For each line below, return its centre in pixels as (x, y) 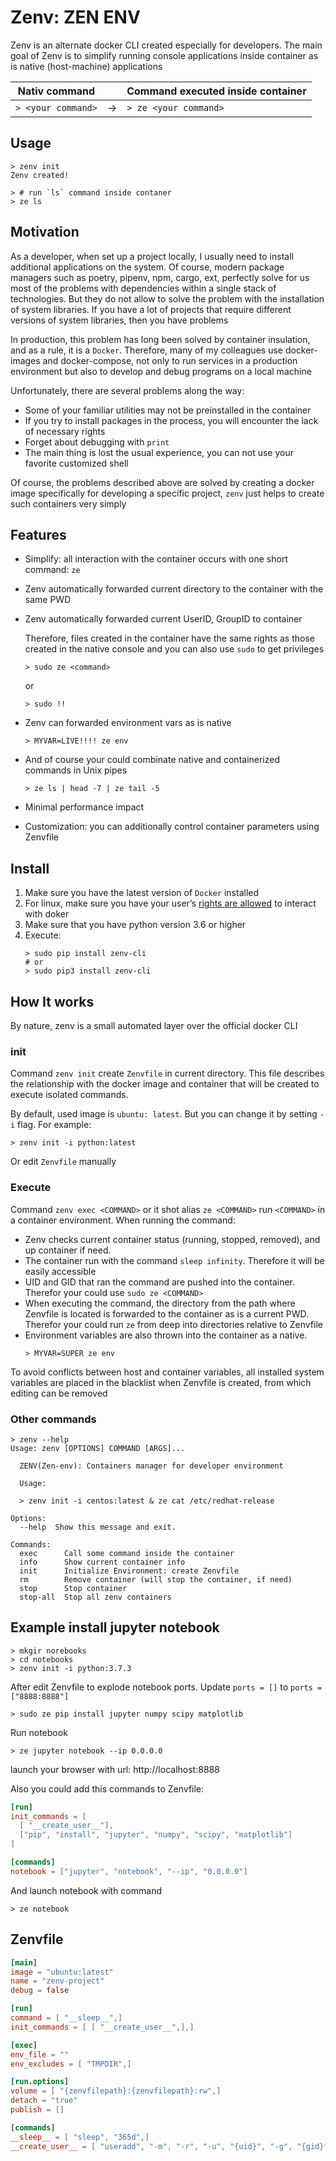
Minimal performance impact (84, 807)
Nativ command (56, 91)
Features (38, 534)
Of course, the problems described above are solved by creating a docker (162, 482)
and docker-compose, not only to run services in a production (170, 360)
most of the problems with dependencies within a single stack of (143, 288)
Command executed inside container (216, 91)
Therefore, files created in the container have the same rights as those (169, 638)
